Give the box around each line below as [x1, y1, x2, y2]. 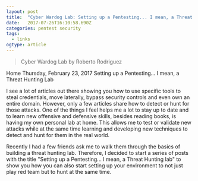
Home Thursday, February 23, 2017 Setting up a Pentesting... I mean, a [6, 69, 180, 77]
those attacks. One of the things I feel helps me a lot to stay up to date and [6, 106, 189, 113]
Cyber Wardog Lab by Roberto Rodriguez [20, 58, 122, 65]
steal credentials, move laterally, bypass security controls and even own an [6, 93, 190, 101]
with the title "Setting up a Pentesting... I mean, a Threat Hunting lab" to [6, 155, 181, 163]
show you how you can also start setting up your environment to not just [6, 161, 183, 169]
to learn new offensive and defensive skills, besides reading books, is [6, 112, 177, 119]
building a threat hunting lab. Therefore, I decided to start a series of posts [6, 149, 189, 156]
